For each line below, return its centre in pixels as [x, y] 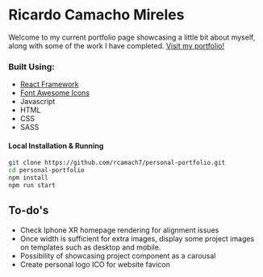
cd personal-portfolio [46, 170]
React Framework [49, 84]
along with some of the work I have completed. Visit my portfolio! [116, 45]
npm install [28, 178]
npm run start [32, 186]
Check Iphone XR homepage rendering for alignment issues [119, 230]
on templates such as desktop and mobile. [90, 247]
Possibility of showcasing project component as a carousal [118, 255]
